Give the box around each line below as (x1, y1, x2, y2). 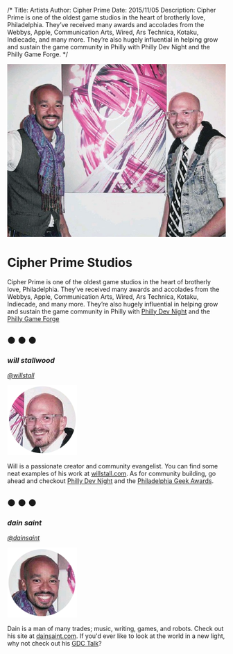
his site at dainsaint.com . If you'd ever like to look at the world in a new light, (7, 632, 225, 640)
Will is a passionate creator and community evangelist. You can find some (7, 462, 218, 471)
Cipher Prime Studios (7, 254, 133, 270)
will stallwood (7, 355, 55, 365)
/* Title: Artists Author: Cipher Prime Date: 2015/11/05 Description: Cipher (7, 6, 216, 14)
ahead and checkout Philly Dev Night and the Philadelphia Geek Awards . (7, 477, 214, 485)
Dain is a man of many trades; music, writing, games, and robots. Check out (7, 624, 224, 632)
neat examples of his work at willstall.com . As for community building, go (7, 469, 216, 478)
